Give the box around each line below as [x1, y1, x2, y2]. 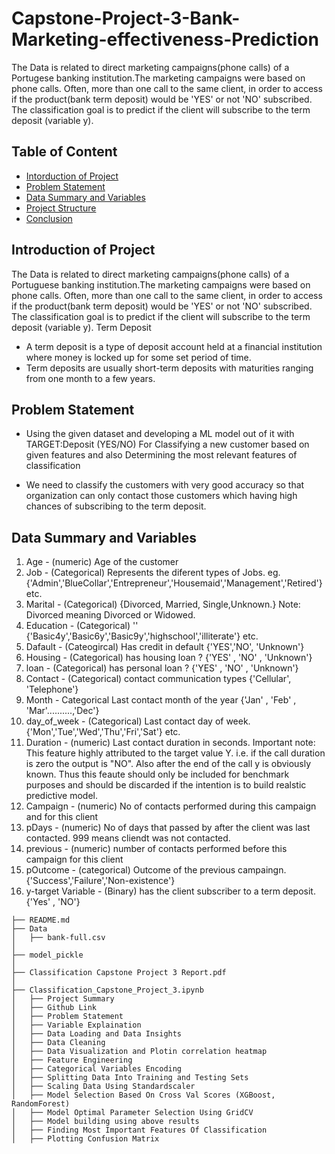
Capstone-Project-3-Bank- [11, 7, 241, 30]
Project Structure [25, 202, 97, 214]
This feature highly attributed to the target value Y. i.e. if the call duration [25, 747, 326, 759]
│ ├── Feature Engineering [11, 1055, 133, 1066]
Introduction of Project [11, 242, 156, 259]
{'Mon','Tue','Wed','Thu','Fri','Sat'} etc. [25, 726, 181, 738]
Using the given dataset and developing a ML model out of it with [25, 428, 295, 440]
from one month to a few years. [25, 372, 156, 384]
